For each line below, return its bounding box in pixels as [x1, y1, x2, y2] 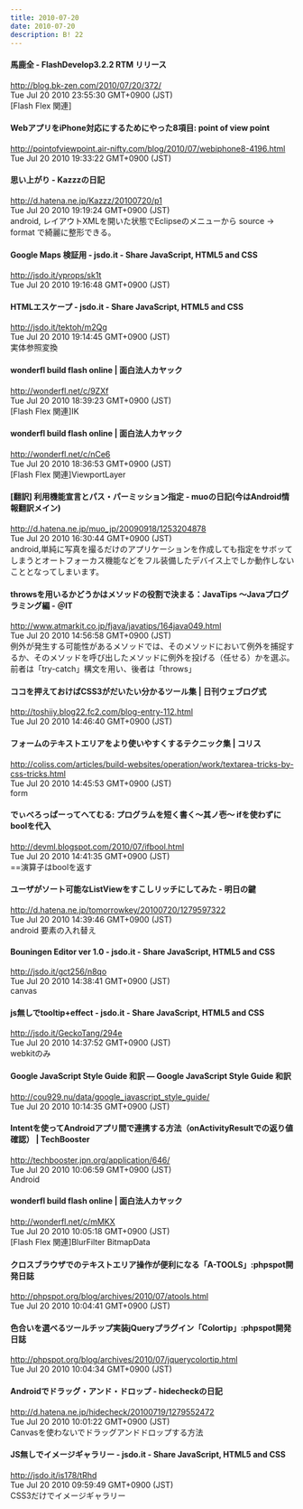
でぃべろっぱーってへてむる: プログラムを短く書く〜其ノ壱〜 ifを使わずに [10, 810, 282, 820]
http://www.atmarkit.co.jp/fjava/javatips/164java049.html [10, 621, 222, 632]
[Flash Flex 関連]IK [10, 406, 79, 417]
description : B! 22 [10, 30, 84, 39]
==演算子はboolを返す [10, 861, 93, 872]
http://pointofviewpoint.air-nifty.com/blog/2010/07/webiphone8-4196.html [10, 143, 286, 154]
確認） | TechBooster [10, 1134, 90, 1145]
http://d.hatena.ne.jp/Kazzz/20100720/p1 [10, 195, 163, 206]
